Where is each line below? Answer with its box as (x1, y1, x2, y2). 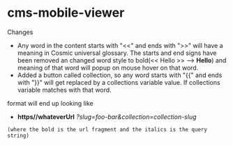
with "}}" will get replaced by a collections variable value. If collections (17, 78, 221, 86)
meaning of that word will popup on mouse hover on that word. (17, 63, 199, 72)
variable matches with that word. (17, 86, 112, 94)
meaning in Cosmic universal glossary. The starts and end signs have (17, 49, 217, 57)
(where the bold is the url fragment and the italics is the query (7, 126, 208, 133)
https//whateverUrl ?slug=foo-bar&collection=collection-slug (17, 113, 197, 121)
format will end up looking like (7, 99, 93, 107)
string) (7, 132, 30, 139)
